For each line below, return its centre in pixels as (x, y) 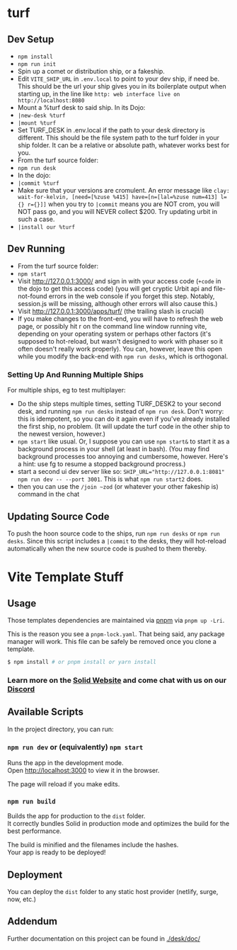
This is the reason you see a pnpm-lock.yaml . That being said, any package (116, 634)
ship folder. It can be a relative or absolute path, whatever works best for (123, 145)
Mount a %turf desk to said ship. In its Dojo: (81, 107)
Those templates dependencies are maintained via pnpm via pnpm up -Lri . (116, 620)
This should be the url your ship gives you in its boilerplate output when (122, 86)
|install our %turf (46, 227)
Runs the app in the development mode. (65, 762)
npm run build (31, 801)
